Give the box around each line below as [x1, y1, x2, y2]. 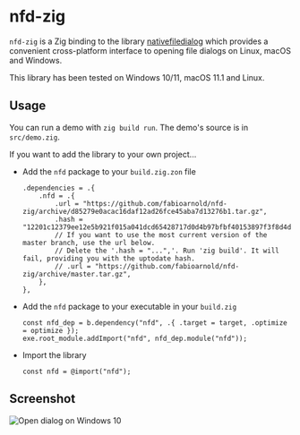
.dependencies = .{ [21, 183, 96, 192]
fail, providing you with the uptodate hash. [21, 253, 195, 263]
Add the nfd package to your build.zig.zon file [21, 166, 197, 176]
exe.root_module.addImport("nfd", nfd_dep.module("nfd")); [21, 334, 248, 343]
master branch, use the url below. [21, 238, 156, 247]
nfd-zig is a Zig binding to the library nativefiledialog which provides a [9, 36, 269, 47]
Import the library [21, 349, 87, 360]
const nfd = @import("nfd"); [21, 367, 132, 376]
